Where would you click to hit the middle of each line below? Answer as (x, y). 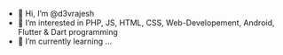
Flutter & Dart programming (67, 32)
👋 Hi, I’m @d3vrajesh (56, 14)
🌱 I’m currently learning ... (65, 41)
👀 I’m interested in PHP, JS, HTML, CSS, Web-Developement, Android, (146, 23)
